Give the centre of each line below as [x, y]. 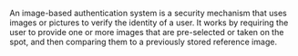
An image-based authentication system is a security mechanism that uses [148, 13]
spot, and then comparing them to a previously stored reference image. [144, 42]
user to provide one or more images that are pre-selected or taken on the [147, 32]
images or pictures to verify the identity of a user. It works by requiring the [149, 23]
